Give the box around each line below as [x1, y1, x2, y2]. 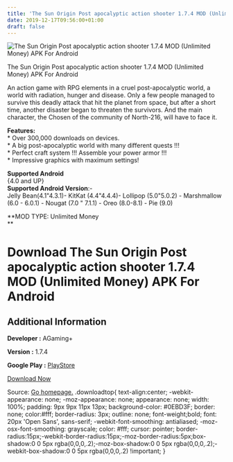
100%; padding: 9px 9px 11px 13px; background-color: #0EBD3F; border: [7, 403, 216, 411]
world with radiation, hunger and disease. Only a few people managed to [7, 91, 215, 99]
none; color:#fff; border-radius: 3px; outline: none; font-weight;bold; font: [7, 410, 217, 418]
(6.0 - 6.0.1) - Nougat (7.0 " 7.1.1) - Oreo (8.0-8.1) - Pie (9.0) [7, 199, 173, 207]
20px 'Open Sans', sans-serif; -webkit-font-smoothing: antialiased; [7, 418, 199, 426]
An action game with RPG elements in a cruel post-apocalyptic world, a [7, 84, 211, 92]
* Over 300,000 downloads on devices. [7, 134, 120, 142]
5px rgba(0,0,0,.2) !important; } [77, 447, 166, 455]
